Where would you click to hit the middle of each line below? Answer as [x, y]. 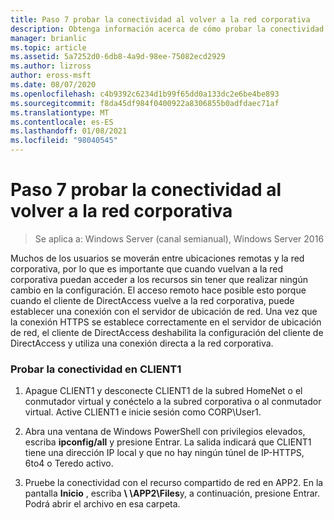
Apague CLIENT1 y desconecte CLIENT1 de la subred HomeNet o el [163, 391]
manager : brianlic [48, 38]
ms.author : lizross [51, 66]
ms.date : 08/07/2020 [53, 85]
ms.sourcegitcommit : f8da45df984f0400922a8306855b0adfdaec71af [145, 103]
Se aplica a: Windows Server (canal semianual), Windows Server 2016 [179, 238]
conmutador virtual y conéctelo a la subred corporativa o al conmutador [173, 402]
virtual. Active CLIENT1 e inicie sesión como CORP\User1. [143, 412]
